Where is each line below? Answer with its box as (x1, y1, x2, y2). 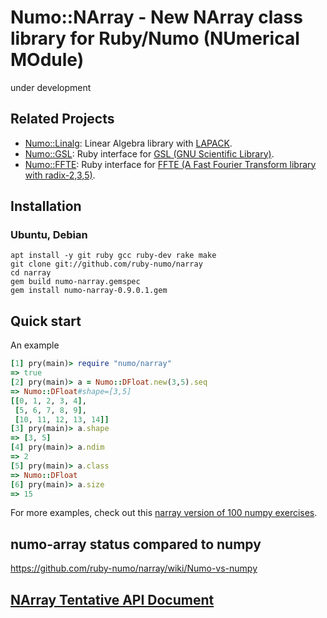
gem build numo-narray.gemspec (10, 277, 141, 287)
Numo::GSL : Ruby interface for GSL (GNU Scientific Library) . (24, 147, 275, 160)
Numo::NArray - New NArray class (10, 6, 303, 29)
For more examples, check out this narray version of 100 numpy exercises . (10, 507, 318, 519)
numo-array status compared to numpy (10, 536, 262, 553)
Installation (10, 198, 82, 215)
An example (10, 339, 60, 351)
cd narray (10, 268, 52, 278)
